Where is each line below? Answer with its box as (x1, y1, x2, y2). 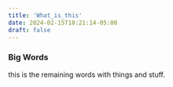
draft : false (8, 26, 51, 34)
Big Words (8, 52, 49, 63)
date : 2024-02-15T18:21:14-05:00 (8, 19, 118, 27)
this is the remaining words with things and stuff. (8, 70, 165, 79)
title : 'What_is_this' (8, 11, 83, 20)
